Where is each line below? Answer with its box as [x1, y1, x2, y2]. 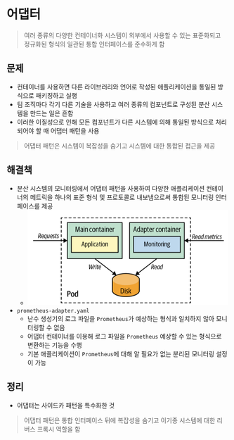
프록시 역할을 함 [37, 425, 81, 433]
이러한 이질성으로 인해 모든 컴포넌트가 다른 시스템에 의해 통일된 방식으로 [16, 118, 214, 126]
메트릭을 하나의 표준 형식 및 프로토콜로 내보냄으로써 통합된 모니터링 [30, 193, 214, 201]
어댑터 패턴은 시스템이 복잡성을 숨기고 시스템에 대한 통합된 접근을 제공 [23, 142, 216, 150]
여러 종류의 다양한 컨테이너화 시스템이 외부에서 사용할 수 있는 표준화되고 [23, 31, 221, 39]
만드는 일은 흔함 [30, 108, 74, 117]
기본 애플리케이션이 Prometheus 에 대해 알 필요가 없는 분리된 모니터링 [27, 350, 215, 358]
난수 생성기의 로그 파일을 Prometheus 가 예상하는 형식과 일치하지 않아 [27, 315, 215, 323]
